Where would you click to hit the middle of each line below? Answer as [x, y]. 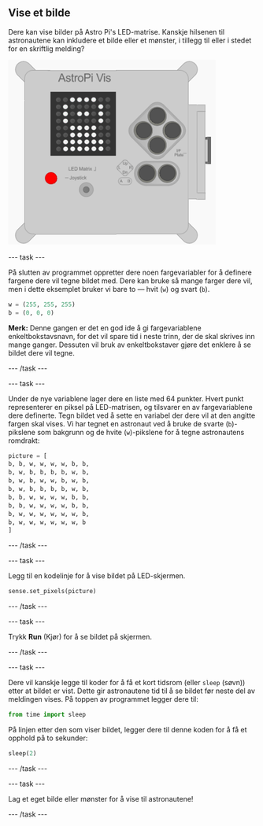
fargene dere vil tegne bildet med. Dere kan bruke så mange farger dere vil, [130, 280]
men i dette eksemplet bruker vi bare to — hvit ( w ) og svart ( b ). [109, 289]
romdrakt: [24, 441]
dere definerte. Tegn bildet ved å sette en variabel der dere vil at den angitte [132, 415]
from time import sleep [47, 715]
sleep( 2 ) [22, 754]
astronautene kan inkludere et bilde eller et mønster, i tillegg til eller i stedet [130, 40]
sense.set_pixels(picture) [52, 592]
